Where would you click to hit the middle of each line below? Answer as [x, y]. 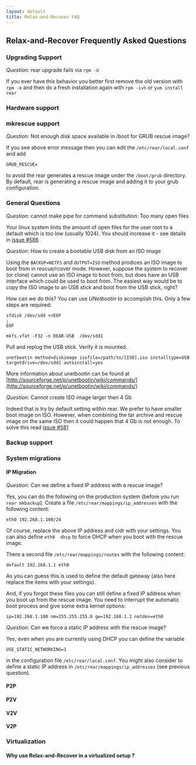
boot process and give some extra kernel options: [66, 606]
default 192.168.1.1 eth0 [37, 565]
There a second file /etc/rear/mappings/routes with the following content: [96, 554]
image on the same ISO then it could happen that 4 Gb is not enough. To [93, 421]
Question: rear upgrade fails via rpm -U [53, 70]
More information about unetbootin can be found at [68, 373]
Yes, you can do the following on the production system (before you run [93, 496]
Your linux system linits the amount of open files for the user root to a [90, 227]
